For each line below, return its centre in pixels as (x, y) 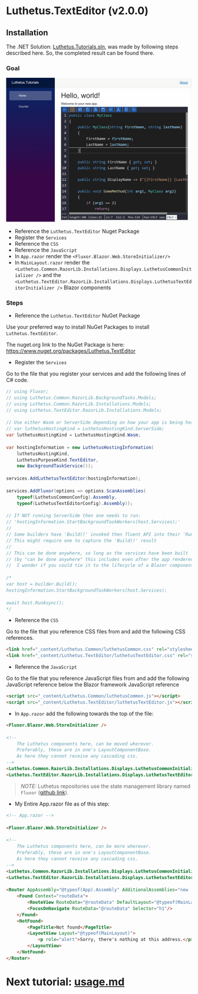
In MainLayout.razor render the (52, 262)
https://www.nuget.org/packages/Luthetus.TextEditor (71, 351)
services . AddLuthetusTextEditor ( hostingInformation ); (74, 478)
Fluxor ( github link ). (44, 792)
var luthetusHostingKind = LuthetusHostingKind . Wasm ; (74, 435)
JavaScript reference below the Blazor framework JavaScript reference (93, 685)
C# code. (17, 380)
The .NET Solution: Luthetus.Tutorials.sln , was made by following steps (92, 47)
